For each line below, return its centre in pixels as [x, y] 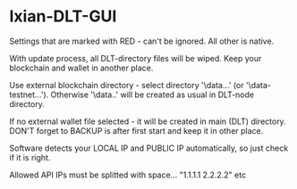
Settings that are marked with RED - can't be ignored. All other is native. [142, 41]
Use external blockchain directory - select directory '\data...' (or [127, 85]
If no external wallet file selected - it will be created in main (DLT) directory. [148, 121]
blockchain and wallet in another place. [81, 68]
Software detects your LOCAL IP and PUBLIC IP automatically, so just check [149, 148]
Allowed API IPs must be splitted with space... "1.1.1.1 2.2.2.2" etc [128, 175]
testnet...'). [29, 94]
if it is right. [30, 157]
